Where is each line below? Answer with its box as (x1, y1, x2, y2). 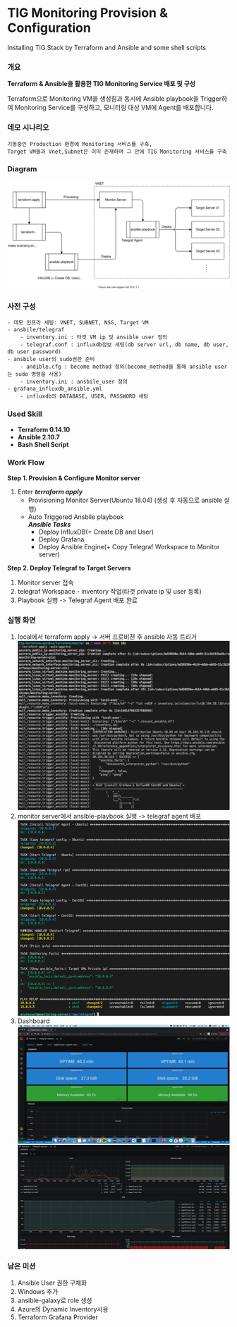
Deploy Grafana (38, 534, 85, 544)
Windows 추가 (17, 1288, 59, 1296)
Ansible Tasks (28, 520, 71, 528)
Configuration (7, 20, 92, 36)
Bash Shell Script (17, 440, 69, 448)
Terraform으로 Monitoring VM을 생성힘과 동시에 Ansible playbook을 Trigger (7, 94, 222, 103)
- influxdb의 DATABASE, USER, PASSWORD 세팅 (20, 393, 149, 400)
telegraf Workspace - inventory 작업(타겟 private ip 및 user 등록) (17, 587, 202, 595)
